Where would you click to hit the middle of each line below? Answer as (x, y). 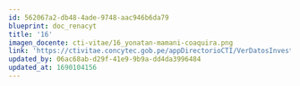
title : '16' (30, 34)
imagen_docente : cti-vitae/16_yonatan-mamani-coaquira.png (121, 43)
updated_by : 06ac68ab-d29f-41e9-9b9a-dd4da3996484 (105, 59)
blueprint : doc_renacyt (53, 26)
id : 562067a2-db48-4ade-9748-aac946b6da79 (89, 17)
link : (18, 51)
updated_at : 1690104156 (53, 68)
